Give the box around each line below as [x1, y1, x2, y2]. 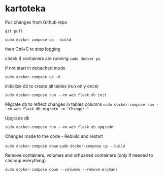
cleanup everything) [5, 157, 46, 163]
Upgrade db [5, 115, 30, 121]
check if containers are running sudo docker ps [5, 55, 101, 61]
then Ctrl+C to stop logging [5, 46, 61, 52]
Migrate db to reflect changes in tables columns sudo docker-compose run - [5, 101, 159, 107]
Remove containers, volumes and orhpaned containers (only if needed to [5, 152, 154, 158]
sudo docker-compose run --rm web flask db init [5, 92, 107, 97]
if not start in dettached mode [5, 65, 65, 71]
